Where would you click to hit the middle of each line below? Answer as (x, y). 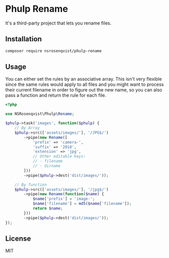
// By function (31, 184)
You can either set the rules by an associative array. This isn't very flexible (84, 79)
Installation (24, 39)
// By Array (27, 128)
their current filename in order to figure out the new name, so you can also (84, 90)
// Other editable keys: (59, 156)
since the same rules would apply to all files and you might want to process (84, 84)
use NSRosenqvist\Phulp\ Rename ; (40, 114)
